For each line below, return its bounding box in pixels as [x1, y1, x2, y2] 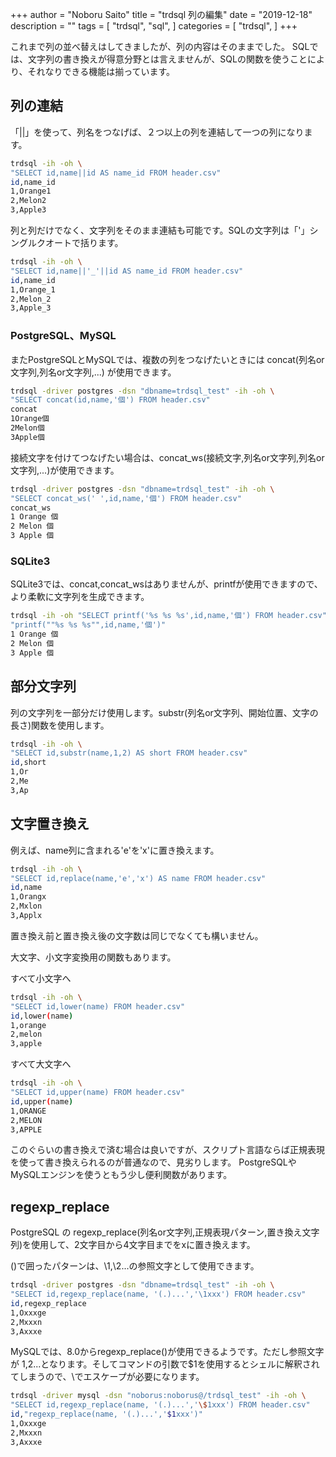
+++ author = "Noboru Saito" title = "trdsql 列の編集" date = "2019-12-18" [10, 9, 313, 20]
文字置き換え [10, 816, 90, 833]
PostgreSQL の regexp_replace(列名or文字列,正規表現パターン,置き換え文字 [10, 1226, 320, 1238]
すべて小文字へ [10, 972, 72, 984]
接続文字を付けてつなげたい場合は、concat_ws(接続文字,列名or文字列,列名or [10, 451, 325, 463]
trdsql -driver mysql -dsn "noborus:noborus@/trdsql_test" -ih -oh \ [10, 1391, 307, 1401]
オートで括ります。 [44, 237, 124, 249]
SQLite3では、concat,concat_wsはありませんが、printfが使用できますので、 [10, 578, 323, 590]
